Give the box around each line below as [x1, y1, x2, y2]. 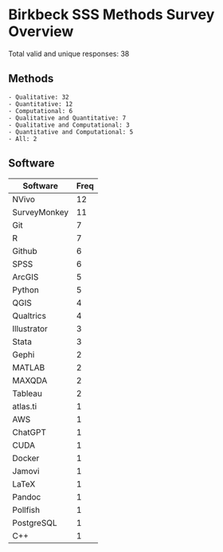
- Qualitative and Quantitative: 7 [8, 114, 127, 122]
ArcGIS [12, 271, 39, 282]
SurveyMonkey [12, 206, 69, 217]
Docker [12, 452, 40, 464]
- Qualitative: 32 [8, 93, 69, 101]
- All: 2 [8, 135, 37, 143]
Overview [8, 22, 74, 41]
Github [12, 245, 37, 256]
